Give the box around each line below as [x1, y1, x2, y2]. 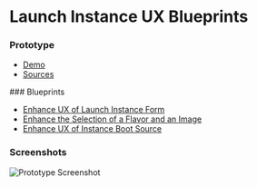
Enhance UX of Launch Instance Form [22, 104, 165, 115]
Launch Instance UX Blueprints [9, 6, 249, 27]
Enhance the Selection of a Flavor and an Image [22, 113, 203, 124]
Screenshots [9, 146, 67, 159]
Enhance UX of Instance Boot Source [22, 123, 163, 134]
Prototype [9, 39, 55, 52]
